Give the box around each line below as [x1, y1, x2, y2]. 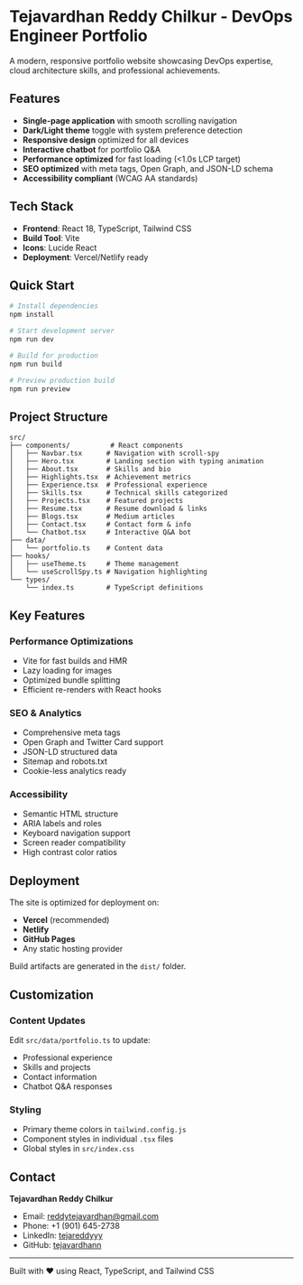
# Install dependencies [9, 302, 99, 311]
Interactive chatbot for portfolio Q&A [22, 144, 161, 154]
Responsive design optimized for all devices [22, 134, 189, 145]
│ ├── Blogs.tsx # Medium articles [9, 512, 176, 521]
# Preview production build [9, 376, 115, 385]
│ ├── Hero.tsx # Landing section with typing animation [9, 457, 264, 466]
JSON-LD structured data [22, 747, 118, 758]
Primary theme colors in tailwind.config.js [22, 1124, 187, 1135]
